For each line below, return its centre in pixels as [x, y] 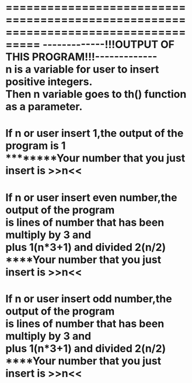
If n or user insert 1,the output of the [95, 134]
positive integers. [49, 82]
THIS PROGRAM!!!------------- [81, 57]
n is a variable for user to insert [82, 69]
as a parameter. [44, 107]
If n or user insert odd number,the [89, 299]
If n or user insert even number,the [91, 197]
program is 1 [36, 146]
